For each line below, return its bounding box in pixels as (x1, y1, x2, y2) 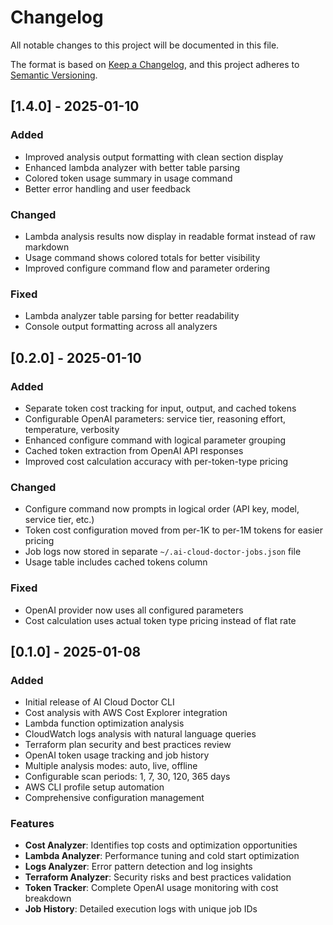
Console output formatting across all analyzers (24, 321, 218, 333)
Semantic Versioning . (10, 69, 98, 81)
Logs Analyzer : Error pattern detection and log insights (24, 861, 253, 873)
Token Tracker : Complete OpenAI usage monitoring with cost (24, 882, 279, 894)
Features (10, 817, 55, 831)
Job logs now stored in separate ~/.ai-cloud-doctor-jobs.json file (24, 546, 302, 558)
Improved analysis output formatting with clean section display (24, 151, 284, 163)
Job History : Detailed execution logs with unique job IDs (24, 903, 258, 915)
